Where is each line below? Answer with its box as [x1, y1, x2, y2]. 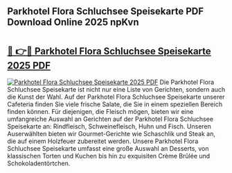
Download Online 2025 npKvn [7, 17, 139, 28]
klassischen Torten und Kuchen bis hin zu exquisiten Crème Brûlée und [7, 152, 211, 160]
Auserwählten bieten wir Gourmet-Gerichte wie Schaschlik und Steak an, [7, 130, 216, 138]
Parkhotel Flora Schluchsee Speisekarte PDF [7, 6, 204, 17]
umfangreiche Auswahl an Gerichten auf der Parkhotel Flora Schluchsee [7, 115, 213, 123]
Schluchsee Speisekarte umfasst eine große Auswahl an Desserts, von [7, 145, 209, 152]
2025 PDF [7, 59, 51, 72]
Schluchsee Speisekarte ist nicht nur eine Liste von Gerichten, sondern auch [7, 85, 226, 93]
